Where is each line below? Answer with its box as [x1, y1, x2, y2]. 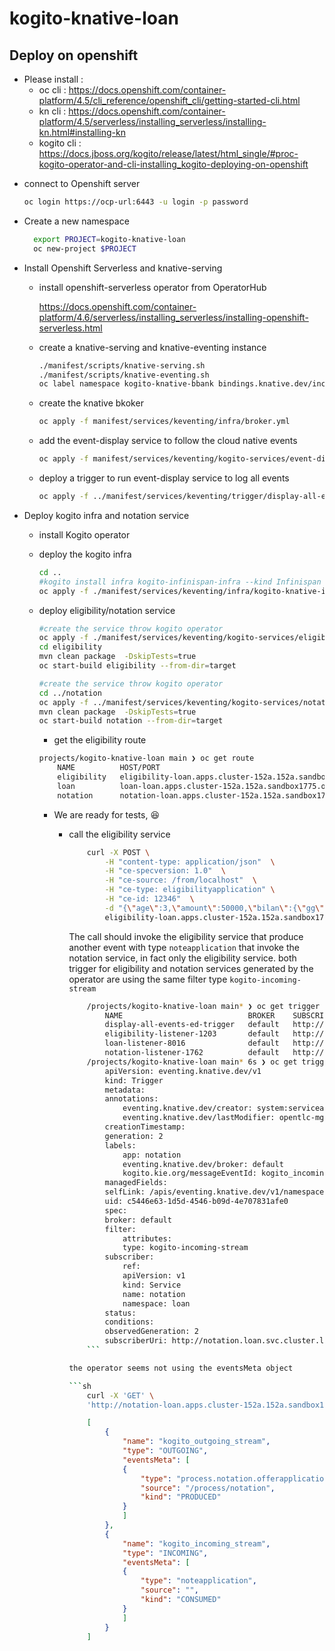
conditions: [104, 1317, 155, 1327]
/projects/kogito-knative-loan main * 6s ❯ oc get [86, 1057, 298, 1067]
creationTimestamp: [104, 1122, 186, 1132]
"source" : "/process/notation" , [140, 1483, 276, 1493]
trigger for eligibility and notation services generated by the [68, 962, 314, 974]
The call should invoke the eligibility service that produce [68, 930, 304, 942]
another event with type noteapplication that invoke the [68, 941, 300, 953]
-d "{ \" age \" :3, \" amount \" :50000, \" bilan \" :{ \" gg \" [104, 903, 325, 913]
